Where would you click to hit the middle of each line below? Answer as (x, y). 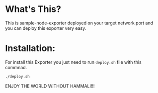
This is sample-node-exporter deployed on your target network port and (79, 23)
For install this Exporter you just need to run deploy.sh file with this (73, 62)
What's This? (33, 9)
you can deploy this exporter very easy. (46, 28)
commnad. (16, 67)
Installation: (30, 48)
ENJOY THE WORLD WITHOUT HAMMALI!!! (50, 86)
